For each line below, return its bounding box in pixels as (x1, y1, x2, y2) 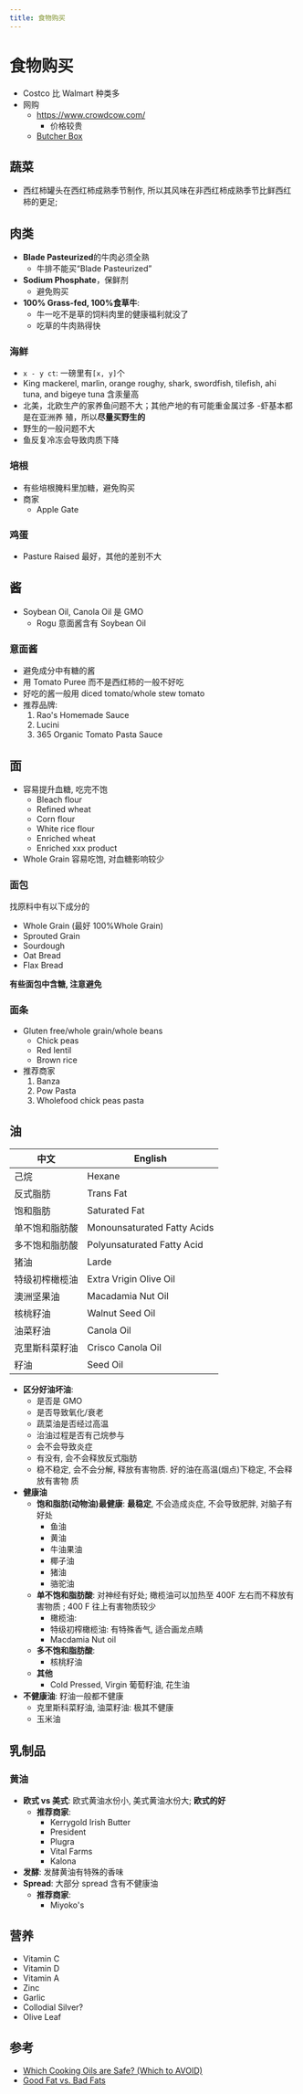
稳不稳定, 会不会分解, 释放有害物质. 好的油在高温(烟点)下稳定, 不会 (36, 1464, 285, 1475)
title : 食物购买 (9, 13, 66, 23)
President (49, 1826, 87, 1837)
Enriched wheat (36, 833, 96, 843)
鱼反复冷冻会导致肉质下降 (22, 435, 120, 446)
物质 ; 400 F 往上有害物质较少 (44, 1601, 157, 1613)
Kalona (49, 1856, 77, 1867)
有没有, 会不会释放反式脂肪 (36, 1453, 138, 1464)
